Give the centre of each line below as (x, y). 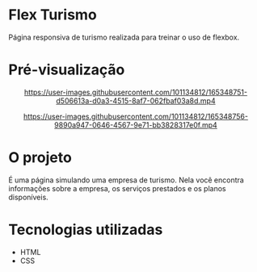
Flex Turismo (53, 15)
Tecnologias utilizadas (86, 230)
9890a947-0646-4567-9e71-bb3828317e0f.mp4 (136, 125)
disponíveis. (28, 197)
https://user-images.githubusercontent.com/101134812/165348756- (136, 116)
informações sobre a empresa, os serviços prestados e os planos (117, 188)
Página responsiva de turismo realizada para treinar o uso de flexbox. (124, 37)
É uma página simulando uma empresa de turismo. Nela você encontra (126, 180)
